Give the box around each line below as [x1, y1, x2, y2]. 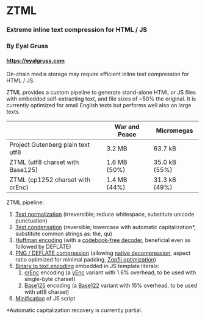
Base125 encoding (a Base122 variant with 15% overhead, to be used [24, 282, 198, 290]
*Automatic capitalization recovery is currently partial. [6, 307, 143, 314]
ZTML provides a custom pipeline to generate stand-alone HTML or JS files [6, 89, 196, 96]
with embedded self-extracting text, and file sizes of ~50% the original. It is [6, 95, 196, 102]
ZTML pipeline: [6, 199, 45, 206]
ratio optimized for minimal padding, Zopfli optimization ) [15, 256, 157, 263]
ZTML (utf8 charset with [9, 158, 79, 166]
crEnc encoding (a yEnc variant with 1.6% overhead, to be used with [24, 269, 196, 276]
